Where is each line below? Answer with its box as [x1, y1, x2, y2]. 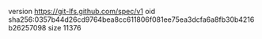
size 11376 [47, 23, 82, 32]
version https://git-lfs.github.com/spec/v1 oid [8, 7, 156, 16]
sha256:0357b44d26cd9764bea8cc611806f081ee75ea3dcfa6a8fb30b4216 [8, 15, 255, 24]
